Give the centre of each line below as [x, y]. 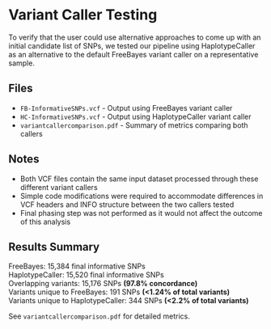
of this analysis [45, 221]
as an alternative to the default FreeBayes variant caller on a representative [133, 54]
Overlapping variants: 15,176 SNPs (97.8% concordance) [103, 284]
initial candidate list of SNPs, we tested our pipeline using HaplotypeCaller [132, 45]
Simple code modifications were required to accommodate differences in [142, 196]
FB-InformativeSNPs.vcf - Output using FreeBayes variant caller [126, 108]
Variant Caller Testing [83, 15]
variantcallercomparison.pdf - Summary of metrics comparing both [134, 125]
